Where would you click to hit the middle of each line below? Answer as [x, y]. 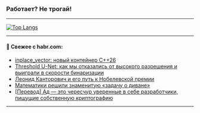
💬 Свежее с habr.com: [35, 46]
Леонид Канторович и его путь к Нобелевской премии [85, 79]
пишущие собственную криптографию [64, 98]
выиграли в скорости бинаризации [59, 73]
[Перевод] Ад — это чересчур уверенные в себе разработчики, [96, 92]
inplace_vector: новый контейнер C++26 [65, 60]
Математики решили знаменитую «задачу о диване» [82, 85]
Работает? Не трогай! [39, 9]
